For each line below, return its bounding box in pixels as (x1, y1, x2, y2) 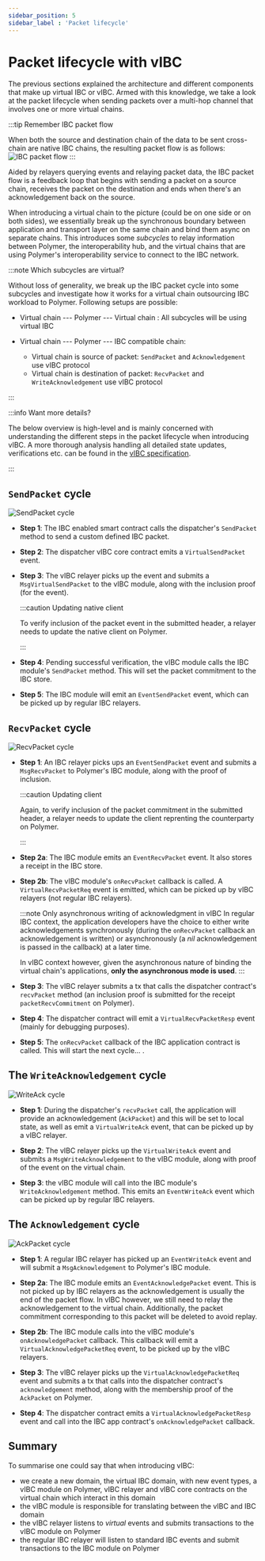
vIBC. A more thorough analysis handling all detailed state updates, (8, 441, 227, 450)
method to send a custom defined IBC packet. (19, 532, 170, 541)
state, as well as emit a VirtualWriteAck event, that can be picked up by (19, 1122, 254, 1132)
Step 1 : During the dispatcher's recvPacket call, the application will (19, 1105, 237, 1114)
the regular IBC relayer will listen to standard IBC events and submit (19, 1535, 240, 1544)
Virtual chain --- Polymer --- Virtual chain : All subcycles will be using (19, 313, 248, 323)
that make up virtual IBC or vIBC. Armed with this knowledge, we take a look (8, 88, 256, 97)
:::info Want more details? (8, 408, 91, 418)
